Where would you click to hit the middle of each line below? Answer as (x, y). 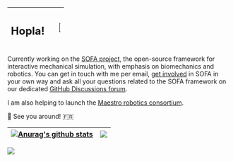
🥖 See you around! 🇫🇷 (41, 116)
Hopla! (28, 31)
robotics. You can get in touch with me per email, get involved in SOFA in (113, 74)
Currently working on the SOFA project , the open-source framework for (111, 59)
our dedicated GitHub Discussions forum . (67, 88)
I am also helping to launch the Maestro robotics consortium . (96, 103)
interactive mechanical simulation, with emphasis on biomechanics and (110, 66)
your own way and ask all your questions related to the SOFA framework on (117, 81)
